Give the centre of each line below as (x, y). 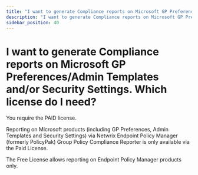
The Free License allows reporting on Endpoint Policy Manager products (94, 160)
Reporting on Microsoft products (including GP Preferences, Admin (88, 130)
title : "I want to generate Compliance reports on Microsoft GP (87, 11)
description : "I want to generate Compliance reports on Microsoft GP (95, 17)
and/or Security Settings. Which (87, 89)
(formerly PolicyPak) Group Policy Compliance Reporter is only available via (98, 142)
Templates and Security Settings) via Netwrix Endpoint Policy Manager (92, 136)
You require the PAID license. (41, 118)
